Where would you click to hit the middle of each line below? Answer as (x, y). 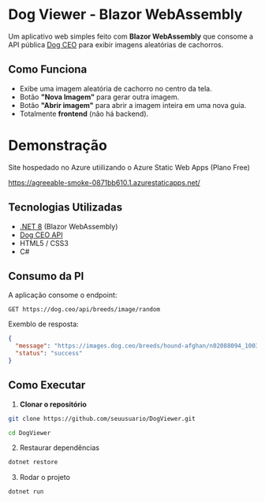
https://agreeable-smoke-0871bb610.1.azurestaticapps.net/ (105, 182)
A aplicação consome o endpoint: (63, 295)
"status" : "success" (49, 353)
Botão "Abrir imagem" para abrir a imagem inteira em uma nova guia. (133, 105)
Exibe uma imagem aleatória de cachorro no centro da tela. (116, 88)
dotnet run (26, 492)
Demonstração (58, 145)
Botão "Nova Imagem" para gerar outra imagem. (99, 97)
